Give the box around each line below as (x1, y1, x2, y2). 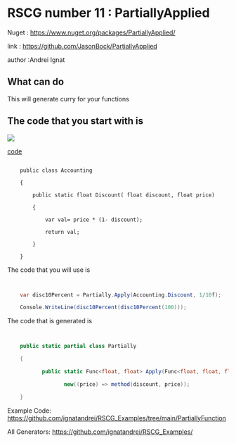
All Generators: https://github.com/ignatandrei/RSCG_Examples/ (7, 428, 193, 436)
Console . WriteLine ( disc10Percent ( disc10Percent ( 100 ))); (20, 304, 188, 311)
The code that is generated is (7, 317, 93, 325)
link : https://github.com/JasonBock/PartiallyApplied (7, 42, 158, 50)
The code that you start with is (7, 115, 144, 127)
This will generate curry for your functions (7, 94, 130, 103)
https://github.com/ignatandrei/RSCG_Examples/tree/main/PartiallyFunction (7, 413, 227, 422)
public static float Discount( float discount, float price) (32, 192, 216, 199)
